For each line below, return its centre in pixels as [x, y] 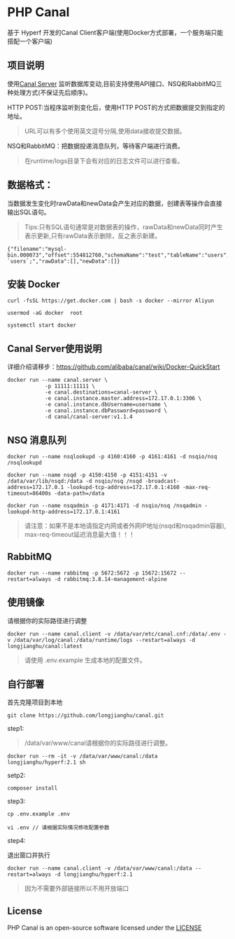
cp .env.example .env [39, 814]
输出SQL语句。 [29, 212]
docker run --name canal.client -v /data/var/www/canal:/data [100, 869]
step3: [16, 801]
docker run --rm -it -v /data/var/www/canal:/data [83, 756]
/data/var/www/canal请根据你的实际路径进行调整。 [98, 743]
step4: [16, 841]
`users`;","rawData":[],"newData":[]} [64, 261]
